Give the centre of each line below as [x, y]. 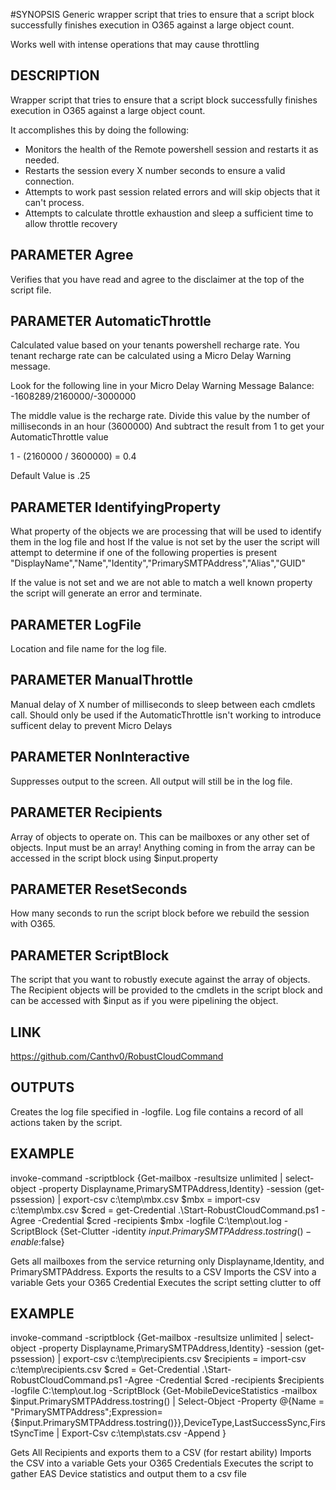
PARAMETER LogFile [76, 624]
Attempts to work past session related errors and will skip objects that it [172, 191]
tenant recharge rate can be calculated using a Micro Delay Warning [151, 356]
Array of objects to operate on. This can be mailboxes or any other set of [160, 836]
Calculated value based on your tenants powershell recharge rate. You [155, 345]
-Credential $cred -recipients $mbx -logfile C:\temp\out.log [159, 1220]
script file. [31, 290]
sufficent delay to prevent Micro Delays [91, 725]
